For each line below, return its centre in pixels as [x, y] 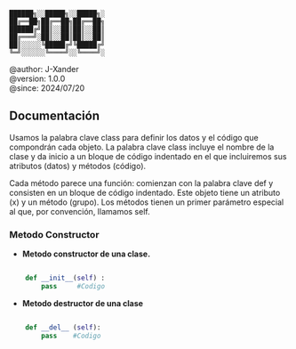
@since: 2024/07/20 [47, 88]
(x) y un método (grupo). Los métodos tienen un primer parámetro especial [147, 202]
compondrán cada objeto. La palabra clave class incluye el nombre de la [142, 147]
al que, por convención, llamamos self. [80, 211]
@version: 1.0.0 [37, 78]
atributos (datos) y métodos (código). [78, 166]
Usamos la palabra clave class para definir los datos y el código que [134, 137]
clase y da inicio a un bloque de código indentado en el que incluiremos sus [148, 156]
